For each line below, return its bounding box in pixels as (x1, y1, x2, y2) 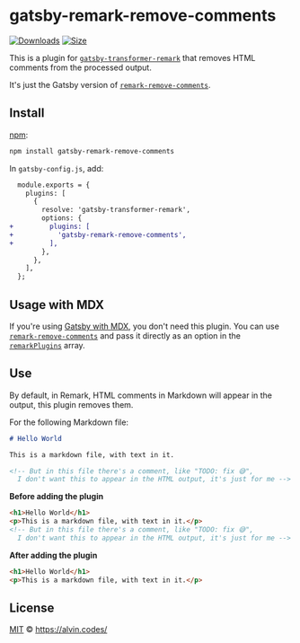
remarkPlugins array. (9, 339, 85, 350)
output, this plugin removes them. (9, 399, 134, 410)
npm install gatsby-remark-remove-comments (9, 146, 175, 155)
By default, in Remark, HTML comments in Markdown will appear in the (9, 390, 272, 401)
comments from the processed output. (9, 62, 153, 73)
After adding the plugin (9, 550, 98, 560)
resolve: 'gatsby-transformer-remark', (41, 206, 191, 215)
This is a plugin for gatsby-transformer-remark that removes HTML (9, 52, 256, 63)
